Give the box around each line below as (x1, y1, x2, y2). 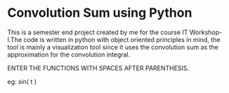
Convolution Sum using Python (7, 5, 192, 21)
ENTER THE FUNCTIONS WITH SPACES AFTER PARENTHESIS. (7, 64, 190, 72)
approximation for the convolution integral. (7, 50, 131, 59)
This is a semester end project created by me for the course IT (7, 28, 188, 36)
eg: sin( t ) (7, 77, 37, 85)
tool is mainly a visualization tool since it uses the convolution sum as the (7, 43, 219, 51)
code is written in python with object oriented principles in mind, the (23, 35, 221, 43)
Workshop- (189, 28, 223, 36)
